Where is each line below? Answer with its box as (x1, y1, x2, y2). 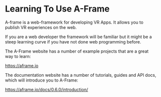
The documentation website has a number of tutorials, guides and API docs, (5, 72, 156, 78)
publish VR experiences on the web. (5, 24, 77, 30)
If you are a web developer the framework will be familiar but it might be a (5, 34, 152, 40)
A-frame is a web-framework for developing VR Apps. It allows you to (5, 19, 144, 25)
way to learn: (5, 53, 31, 59)
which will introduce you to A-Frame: (5, 77, 78, 83)
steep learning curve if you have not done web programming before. (5, 39, 141, 44)
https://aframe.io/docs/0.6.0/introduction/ (5, 86, 88, 92)
